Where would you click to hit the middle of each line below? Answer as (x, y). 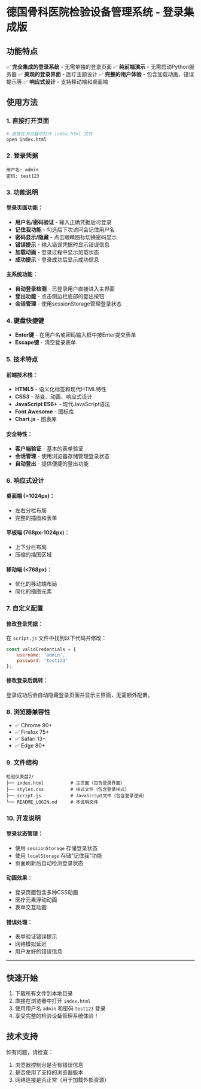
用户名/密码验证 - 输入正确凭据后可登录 (63, 222)
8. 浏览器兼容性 (28, 712)
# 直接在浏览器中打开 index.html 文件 (50, 134)
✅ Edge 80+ (30, 746)
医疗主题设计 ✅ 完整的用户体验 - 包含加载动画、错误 (130, 74)
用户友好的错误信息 (39, 952)
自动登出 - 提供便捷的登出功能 (52, 463)
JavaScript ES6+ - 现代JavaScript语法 (63, 404)
